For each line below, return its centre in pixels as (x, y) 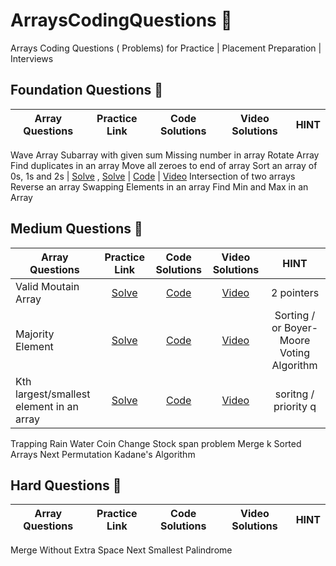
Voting (295, 352)
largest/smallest (53, 394)
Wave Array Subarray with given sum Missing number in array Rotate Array (165, 155)
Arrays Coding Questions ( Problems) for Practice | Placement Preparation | (166, 48)
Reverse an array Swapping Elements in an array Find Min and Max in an (159, 186)
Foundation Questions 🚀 (86, 90)
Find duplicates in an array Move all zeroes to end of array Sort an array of (164, 165)
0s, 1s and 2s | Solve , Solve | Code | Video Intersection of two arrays (153, 176)
